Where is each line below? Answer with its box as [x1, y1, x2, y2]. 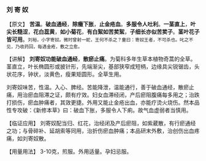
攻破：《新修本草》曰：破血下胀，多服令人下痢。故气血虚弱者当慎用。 [17, 107, 192, 114]
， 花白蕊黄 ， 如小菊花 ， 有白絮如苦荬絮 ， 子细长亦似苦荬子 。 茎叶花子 [28, 28, 200, 36]
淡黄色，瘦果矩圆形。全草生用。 [44, 70, 124, 78]
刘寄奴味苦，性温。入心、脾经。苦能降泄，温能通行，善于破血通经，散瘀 [6, 84, 189, 91]
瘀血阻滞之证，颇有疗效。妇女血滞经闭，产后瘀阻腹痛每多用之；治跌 [27, 91, 200, 99]
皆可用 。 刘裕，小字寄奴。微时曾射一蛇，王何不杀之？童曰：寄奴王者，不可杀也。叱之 [6, 36, 189, 43]
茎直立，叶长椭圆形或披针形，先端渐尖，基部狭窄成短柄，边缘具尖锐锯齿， [6, 63, 194, 70]
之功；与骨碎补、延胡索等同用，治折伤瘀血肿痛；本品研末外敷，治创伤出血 [6, 127, 194, 135]
